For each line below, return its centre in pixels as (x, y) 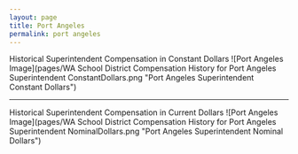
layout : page (33, 17)
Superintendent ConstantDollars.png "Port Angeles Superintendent (132, 78)
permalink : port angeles (55, 34)
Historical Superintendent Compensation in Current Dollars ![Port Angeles (144, 112)
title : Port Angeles (47, 26)
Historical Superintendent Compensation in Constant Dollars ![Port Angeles (146, 59)
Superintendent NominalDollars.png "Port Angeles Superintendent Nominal (146, 131)
